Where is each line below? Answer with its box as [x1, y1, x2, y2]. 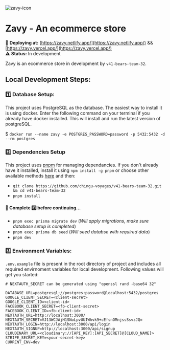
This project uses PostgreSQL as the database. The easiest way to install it [5, 104, 162, 111]
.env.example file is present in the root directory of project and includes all [5, 261, 161, 267]
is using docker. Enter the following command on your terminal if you [5, 110, 150, 116]
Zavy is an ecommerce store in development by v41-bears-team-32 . [5, 60, 147, 67]
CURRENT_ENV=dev [5, 340, 40, 345]
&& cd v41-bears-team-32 [12, 188, 66, 193]
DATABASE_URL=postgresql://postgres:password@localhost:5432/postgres [5, 291, 159, 296]
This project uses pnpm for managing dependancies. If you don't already [5, 162, 159, 168]
